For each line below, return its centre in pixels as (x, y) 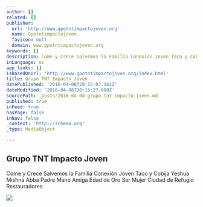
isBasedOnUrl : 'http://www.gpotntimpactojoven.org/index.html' (88, 73)
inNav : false (23, 118)
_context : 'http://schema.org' (46, 124)
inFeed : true (23, 107)
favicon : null (29, 40)
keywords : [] (23, 51)
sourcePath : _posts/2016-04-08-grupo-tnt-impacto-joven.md (82, 96)
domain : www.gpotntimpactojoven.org (58, 46)
